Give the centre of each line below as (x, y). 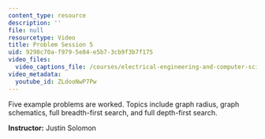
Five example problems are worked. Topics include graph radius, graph (124, 104)
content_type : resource (47, 15)
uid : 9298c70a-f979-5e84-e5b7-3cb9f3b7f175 (81, 52)
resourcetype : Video (42, 38)
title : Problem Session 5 (50, 45)
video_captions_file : (51, 67)
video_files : (30, 60)
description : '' (35, 23)
